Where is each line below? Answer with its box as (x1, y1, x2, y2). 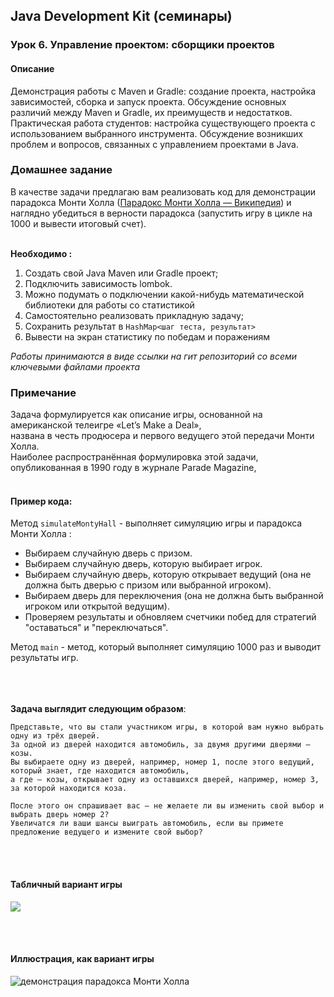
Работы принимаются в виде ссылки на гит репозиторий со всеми (10, 350, 298, 362)
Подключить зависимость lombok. (24, 277, 173, 289)
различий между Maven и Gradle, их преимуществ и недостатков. (10, 106, 293, 118)
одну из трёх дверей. (10, 731, 101, 741)
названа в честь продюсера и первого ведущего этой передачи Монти (10, 430, 315, 442)
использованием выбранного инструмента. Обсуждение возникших (10, 127, 304, 139)
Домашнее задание (10, 163, 113, 177)
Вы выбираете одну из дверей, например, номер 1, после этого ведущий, (10, 757, 315, 768)
